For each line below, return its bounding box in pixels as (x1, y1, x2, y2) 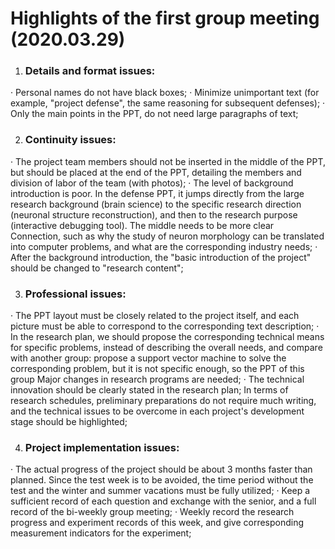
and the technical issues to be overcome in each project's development (10, 405, 305, 417)
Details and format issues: (24, 64, 156, 78)
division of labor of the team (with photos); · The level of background (10, 177, 294, 189)
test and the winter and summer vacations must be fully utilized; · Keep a (10, 485, 311, 497)
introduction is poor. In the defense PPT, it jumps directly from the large (10, 187, 305, 199)
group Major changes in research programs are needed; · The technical (10, 373, 305, 386)
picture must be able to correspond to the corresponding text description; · (10, 320, 320, 332)
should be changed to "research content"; (10, 262, 184, 274)
